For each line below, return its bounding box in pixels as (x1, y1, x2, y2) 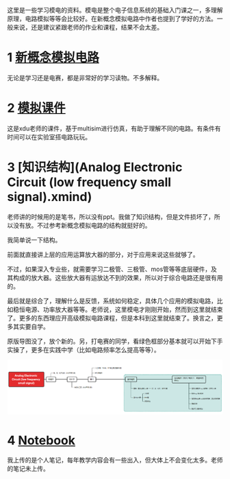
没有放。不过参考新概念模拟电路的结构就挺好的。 (12, 221, 151, 229)
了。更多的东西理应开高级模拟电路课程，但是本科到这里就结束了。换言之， (7, 314, 217, 322)
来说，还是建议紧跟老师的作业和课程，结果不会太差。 (12, 23, 163, 31)
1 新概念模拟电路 (7, 50, 99, 65)
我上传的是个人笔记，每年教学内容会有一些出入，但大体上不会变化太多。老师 (7, 456, 223, 465)
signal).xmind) (7, 189, 92, 205)
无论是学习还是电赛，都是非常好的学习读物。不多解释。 (7, 73, 163, 82)
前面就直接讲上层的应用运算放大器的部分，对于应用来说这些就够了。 (7, 250, 199, 259)
